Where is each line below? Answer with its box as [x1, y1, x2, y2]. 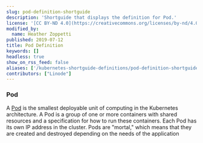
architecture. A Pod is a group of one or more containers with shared [6, 110, 178, 118]
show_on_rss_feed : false [6, 59, 69, 65]
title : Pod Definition [6, 43, 63, 49]
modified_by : [6, 25, 39, 32]
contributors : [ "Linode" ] [6, 71, 71, 77]
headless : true [6, 54, 45, 60]
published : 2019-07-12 [6, 37, 63, 43]
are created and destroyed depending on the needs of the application [6, 130, 179, 137]
